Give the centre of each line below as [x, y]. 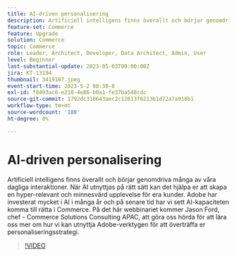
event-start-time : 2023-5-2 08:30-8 [61, 86]
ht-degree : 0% [28, 118]
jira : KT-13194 [30, 73]
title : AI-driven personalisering [58, 14]
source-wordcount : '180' [44, 112]
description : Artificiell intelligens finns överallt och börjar [105, 20]
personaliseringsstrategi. [43, 232]
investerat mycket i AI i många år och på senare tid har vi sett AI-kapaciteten [118, 202]
